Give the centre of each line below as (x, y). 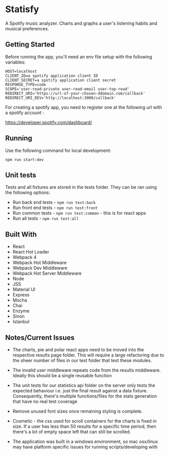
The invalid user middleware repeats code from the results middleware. (87, 370)
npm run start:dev (24, 160)
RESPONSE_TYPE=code (26, 84)
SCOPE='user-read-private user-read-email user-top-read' (67, 89)
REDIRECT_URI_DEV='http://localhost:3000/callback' (61, 98)
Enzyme (21, 311)
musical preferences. (27, 28)
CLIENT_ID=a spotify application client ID (52, 76)
